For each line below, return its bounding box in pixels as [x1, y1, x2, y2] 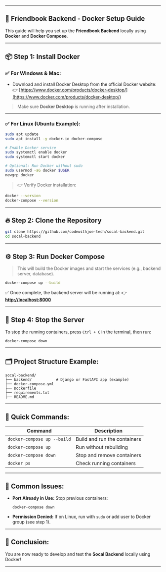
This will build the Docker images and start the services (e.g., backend [17, 265, 161, 271]
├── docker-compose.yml [5, 382, 54, 387]
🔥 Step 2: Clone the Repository [5, 216, 102, 224]
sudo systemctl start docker [5, 155, 65, 159]
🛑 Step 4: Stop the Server [5, 315, 84, 324]
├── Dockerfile [5, 386, 37, 391]
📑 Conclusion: [5, 538, 49, 546]
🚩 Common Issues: [5, 482, 64, 490]
